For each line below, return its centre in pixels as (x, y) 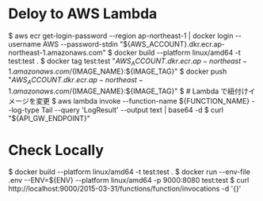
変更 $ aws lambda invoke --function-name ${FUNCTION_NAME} (143, 100)
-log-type (24, 110)
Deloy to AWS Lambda (83, 14)
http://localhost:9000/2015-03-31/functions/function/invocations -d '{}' (125, 189)
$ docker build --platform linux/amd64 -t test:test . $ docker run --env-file (130, 172)
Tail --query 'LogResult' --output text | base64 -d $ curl (132, 110)
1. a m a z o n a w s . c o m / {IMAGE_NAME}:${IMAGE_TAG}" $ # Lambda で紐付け (128, 91)
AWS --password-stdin (80, 44)
